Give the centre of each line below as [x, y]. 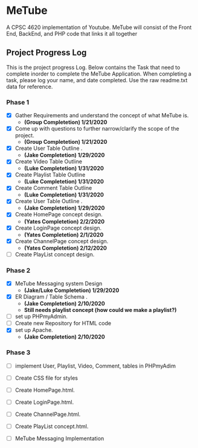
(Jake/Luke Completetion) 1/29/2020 [72, 290]
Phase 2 [18, 270]
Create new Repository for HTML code [63, 323]
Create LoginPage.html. [44, 402]
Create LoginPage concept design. [58, 228]
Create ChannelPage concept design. [62, 241]
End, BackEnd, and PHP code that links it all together [72, 33]
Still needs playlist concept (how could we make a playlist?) [100, 310]
